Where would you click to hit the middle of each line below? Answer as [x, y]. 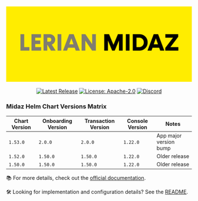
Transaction [100, 120]
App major [169, 135]
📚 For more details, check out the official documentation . [76, 177]
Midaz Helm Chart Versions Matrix [57, 106]
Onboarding [57, 120]
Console [138, 120]
